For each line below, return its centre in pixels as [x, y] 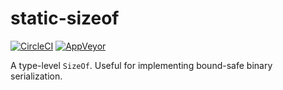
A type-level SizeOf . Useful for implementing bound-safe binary [141, 65]
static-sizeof [65, 18]
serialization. [36, 76]
